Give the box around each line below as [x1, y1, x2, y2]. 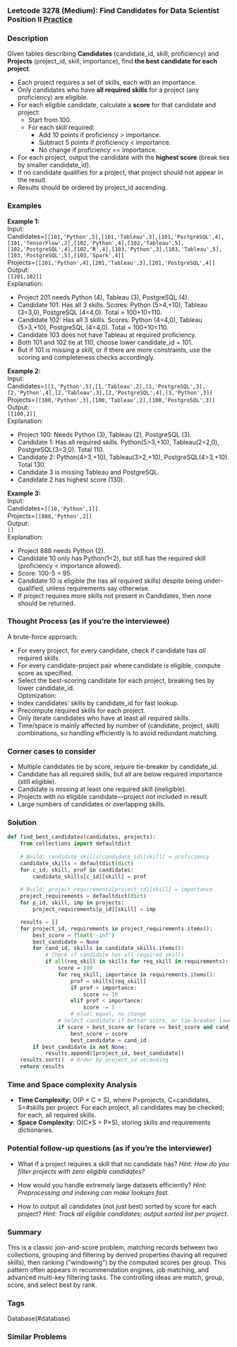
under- [203, 576, 224, 585]
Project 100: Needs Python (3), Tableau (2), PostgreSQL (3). [17, 430, 192, 439]
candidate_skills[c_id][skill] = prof [32, 873, 147, 880]
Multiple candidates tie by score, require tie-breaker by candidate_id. [17, 762, 219, 771]
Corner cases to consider [7, 746, 97, 756]
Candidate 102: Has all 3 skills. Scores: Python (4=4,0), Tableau [17, 315, 202, 324]
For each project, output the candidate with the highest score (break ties [17, 153, 231, 162]
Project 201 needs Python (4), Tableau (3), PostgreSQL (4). [17, 292, 190, 302]
